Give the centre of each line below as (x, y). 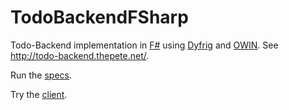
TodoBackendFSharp (99, 17)
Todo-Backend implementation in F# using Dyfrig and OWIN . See (144, 45)
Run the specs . (41, 75)
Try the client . (39, 94)
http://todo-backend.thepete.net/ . (80, 55)
